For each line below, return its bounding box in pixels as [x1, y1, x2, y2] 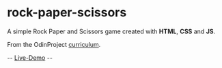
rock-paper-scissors [7, 5, 127, 20]
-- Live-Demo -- [7, 53, 53, 62]
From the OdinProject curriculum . [7, 40, 101, 48]
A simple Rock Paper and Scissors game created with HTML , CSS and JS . [7, 27, 216, 35]
